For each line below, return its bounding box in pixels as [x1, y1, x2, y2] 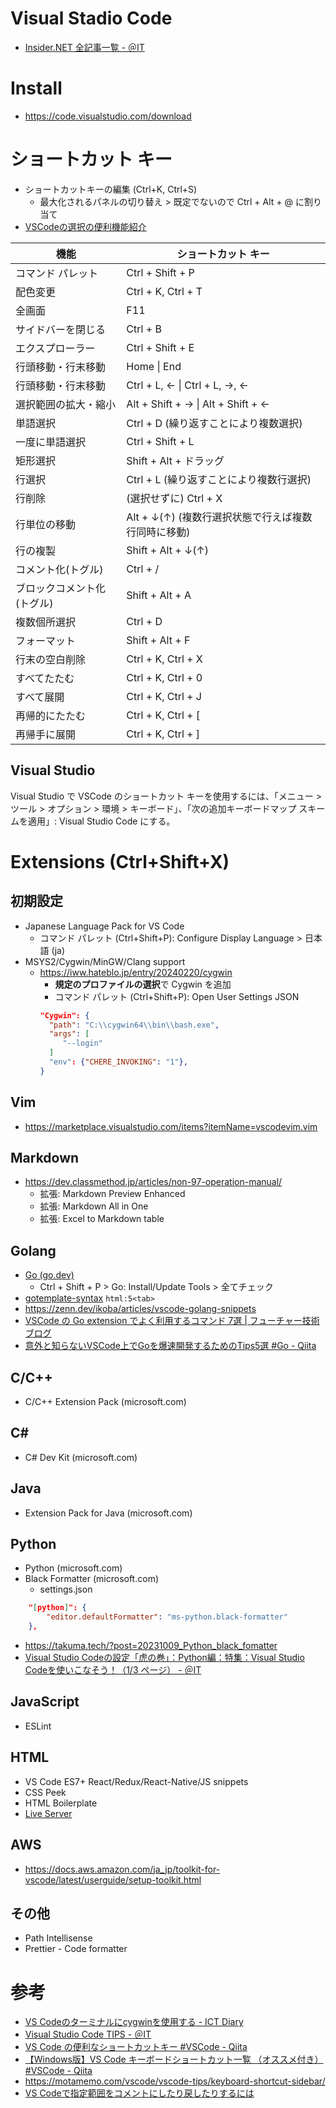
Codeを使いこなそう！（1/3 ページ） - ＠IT [24, 1664, 202, 1676]
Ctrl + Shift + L [126, 434, 195, 448]
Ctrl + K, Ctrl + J [126, 689, 202, 703]
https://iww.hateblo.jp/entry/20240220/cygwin [39, 966, 233, 978]
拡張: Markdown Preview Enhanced [39, 1188, 186, 1200]
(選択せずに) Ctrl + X [126, 491, 223, 505]
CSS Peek [24, 1786, 67, 1798]
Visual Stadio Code [10, 7, 173, 30]
